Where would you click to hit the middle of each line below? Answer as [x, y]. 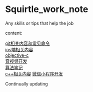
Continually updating [27, 83]
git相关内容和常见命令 [27, 43]
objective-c [17, 55]
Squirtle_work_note [47, 9]
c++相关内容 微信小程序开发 [34, 73]
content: [14, 33]
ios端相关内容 [19, 49]
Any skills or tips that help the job [39, 23]
